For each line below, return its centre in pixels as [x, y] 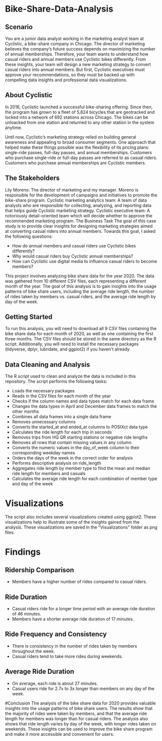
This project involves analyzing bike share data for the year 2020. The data [80, 276]
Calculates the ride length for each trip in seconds [62, 432]
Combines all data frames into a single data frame [61, 417]
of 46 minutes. [27, 614]
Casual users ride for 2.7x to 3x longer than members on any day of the [83, 688]
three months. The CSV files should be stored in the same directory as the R [81, 339]
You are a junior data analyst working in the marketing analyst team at [74, 38]
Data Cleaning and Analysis [48, 364]
